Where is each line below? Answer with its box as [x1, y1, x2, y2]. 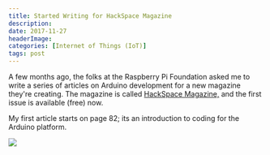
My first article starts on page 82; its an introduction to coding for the [8, 114, 240, 123]
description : [8, 19, 53, 28]
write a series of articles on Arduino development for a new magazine [8, 80, 241, 90]
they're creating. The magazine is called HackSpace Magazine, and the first [8, 89, 262, 98]
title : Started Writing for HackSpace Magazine [8, 11, 173, 20]
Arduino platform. [8, 123, 67, 131]
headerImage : [8, 34, 53, 43]
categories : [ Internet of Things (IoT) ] [8, 42, 148, 50]
